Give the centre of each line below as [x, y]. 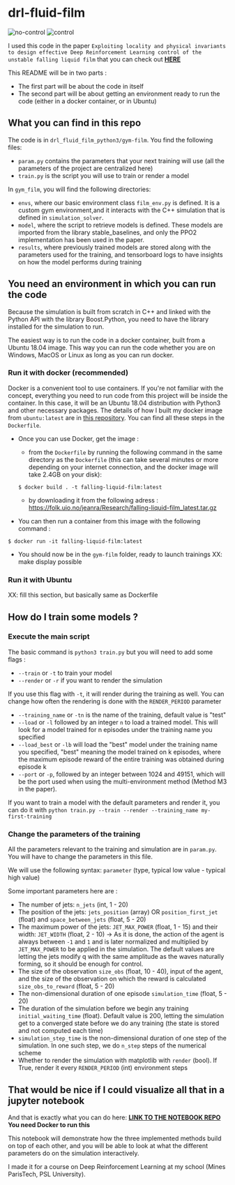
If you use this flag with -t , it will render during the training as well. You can [116, 694]
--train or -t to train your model [65, 673]
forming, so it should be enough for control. [81, 964]
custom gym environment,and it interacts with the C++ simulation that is [121, 210]
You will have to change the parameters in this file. [80, 857]
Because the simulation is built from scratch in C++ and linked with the [109, 311]
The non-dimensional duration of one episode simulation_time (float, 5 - [122, 994]
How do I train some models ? [73, 617]
